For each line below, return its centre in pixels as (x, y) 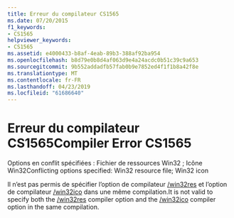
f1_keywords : (27, 27)
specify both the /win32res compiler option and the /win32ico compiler (112, 200)
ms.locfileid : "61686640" (46, 93)
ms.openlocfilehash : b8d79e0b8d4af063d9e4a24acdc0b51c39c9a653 (103, 60)
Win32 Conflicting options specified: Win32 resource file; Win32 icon (108, 170)
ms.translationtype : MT (43, 73)
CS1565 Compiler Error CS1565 (100, 143)
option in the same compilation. (53, 207)
